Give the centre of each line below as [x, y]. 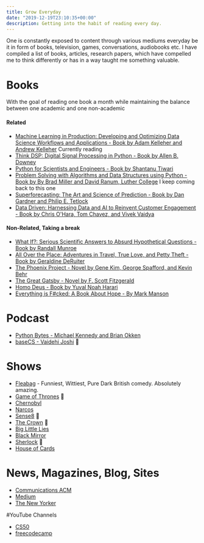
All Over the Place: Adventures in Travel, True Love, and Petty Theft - [102, 254]
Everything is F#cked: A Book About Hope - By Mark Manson [92, 294]
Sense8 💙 [27, 416]
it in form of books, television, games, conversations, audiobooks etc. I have [102, 47]
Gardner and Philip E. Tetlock [51, 201]
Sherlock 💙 [29, 441]
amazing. [26, 390]
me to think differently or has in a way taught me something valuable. [93, 60]
